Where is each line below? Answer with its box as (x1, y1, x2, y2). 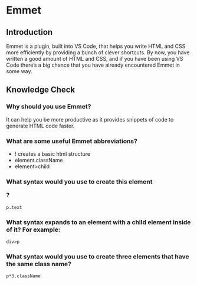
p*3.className (6, 273, 41, 279)
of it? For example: (6, 225, 61, 234)
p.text (6, 204, 22, 210)
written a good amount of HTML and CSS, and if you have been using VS (6, 55, 183, 62)
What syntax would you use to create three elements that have (6, 252, 190, 260)
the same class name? (6, 260, 72, 268)
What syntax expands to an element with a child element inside (6, 218, 191, 226)
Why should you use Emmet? (6, 103, 91, 111)
